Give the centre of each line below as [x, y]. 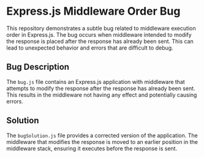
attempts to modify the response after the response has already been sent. [101, 88]
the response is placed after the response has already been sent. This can [100, 41]
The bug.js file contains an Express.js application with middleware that [96, 81]
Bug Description [38, 67]
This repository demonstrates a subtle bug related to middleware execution [101, 28]
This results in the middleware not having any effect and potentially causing [102, 95]
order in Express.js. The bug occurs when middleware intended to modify [99, 34]
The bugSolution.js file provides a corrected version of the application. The [102, 135]
